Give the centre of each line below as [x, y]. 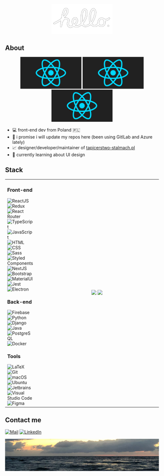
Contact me [23, 420]
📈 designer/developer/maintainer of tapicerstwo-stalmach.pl [73, 147]
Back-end [20, 302]
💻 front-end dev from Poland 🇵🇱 [46, 130]
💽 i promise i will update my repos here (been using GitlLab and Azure [82, 137]
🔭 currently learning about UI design [49, 155]
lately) [19, 142]
